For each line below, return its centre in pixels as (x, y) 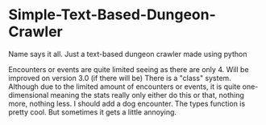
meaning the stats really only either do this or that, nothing (147, 95)
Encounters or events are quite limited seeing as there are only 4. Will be (129, 69)
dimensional (29, 95)
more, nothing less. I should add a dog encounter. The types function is (127, 103)
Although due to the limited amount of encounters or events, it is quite (125, 87)
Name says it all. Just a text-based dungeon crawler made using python (128, 54)
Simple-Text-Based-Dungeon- (112, 15)
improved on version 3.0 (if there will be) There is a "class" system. (120, 78)
